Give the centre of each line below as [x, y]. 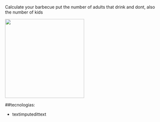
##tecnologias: [20, 105]
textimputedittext [29, 114]
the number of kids [24, 12]
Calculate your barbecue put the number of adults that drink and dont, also [80, 7]
